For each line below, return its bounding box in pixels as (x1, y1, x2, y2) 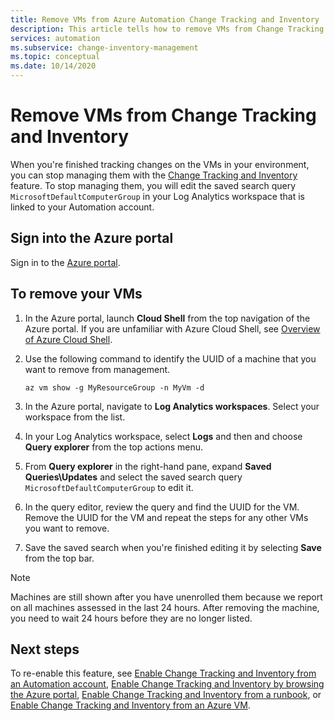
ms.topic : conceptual (10, 52, 101, 62)
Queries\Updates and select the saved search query (24, 471, 243, 483)
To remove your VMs (10, 286, 143, 303)
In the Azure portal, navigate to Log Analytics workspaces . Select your (24, 400, 320, 412)
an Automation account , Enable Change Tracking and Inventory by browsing (10, 678, 325, 690)
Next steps (10, 641, 80, 658)
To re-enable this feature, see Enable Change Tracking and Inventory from (10, 667, 317, 680)
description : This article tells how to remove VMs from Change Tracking (10, 24, 325, 34)
